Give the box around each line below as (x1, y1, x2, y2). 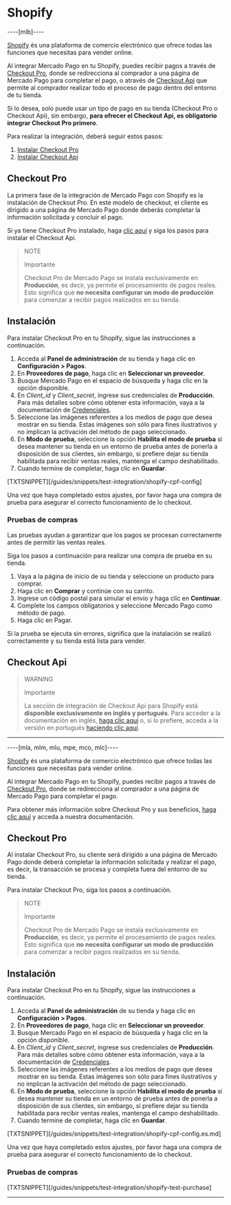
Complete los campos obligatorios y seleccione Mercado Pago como (16, 601, 213, 610)
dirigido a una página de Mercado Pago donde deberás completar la (7, 205, 201, 214)
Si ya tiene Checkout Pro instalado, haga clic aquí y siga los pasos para (7, 226, 209, 235)
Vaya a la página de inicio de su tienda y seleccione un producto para (16, 572, 214, 580)
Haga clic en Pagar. (16, 616, 73, 624)
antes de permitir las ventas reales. (7, 538, 107, 546)
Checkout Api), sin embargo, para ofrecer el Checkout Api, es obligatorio (7, 111, 217, 120)
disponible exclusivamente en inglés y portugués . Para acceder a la (23, 709, 221, 717)
